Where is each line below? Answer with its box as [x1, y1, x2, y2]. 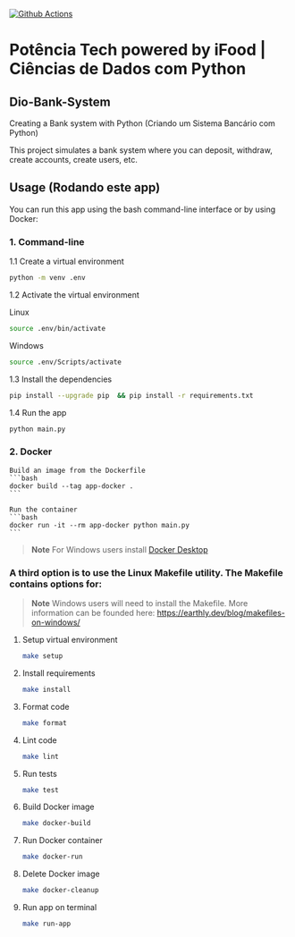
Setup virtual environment [21, 635, 118, 646]
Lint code [21, 734, 58, 746]
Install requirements [21, 667, 96, 679]
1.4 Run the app [9, 407, 67, 418]
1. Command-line [9, 235, 85, 248]
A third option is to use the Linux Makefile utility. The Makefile [9, 566, 283, 578]
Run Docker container [21, 835, 103, 846]
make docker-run [21, 852, 83, 862]
